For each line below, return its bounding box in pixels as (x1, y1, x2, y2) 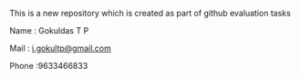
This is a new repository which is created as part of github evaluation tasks (9, 8, 292, 18)
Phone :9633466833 (9, 61, 88, 71)
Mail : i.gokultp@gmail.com (9, 43, 112, 54)
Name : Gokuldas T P (9, 25, 89, 35)
